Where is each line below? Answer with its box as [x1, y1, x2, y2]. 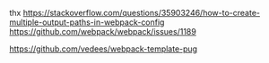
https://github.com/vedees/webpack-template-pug [9, 43, 198, 54]
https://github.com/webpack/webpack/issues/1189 [9, 27, 197, 36]
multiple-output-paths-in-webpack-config [9, 17, 165, 28]
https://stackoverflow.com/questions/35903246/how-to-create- [22, 8, 260, 18]
